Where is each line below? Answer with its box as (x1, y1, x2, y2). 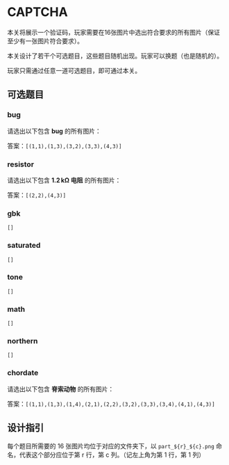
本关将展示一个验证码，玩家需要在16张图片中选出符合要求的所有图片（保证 (7, 28, 221, 36)
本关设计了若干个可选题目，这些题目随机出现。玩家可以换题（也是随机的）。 (7, 52, 223, 60)
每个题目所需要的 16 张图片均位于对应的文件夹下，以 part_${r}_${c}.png (7, 441, 215, 450)
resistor (7, 159, 35, 169)
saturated (7, 241, 41, 251)
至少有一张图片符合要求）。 (7, 36, 83, 45)
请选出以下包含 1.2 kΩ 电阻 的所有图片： (7, 175, 121, 184)
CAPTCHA (7, 4, 68, 20)
